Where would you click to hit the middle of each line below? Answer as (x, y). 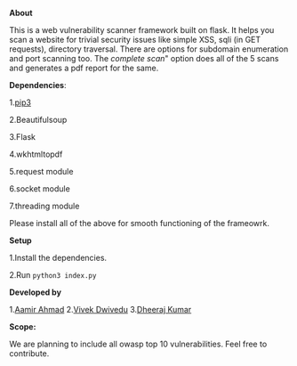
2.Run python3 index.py (53, 275)
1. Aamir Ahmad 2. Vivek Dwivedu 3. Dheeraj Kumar (100, 309)
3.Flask (22, 137)
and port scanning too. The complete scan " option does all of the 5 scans (144, 58)
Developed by (36, 292)
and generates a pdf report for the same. (84, 68)
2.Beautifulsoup (38, 120)
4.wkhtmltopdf (36, 154)
